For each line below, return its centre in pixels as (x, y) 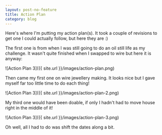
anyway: (14, 59)
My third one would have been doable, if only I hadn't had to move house (80, 103)
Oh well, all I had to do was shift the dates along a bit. (60, 127)
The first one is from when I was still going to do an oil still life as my (75, 48)
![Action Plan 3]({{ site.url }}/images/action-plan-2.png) (62, 93)
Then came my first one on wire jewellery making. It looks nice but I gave (80, 78)
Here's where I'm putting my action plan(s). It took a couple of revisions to (81, 33)
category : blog (21, 19)
